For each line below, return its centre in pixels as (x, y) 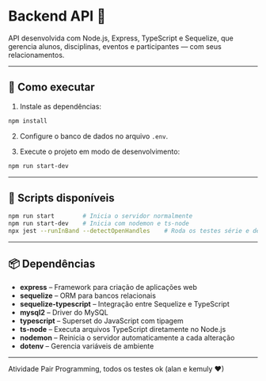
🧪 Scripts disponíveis (61, 198)
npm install (28, 121)
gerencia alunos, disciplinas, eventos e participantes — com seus (115, 46)
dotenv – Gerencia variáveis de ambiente (87, 346)
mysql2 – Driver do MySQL (64, 312)
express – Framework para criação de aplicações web (108, 287)
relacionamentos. (36, 55)
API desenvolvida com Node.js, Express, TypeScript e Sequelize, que (121, 38)
